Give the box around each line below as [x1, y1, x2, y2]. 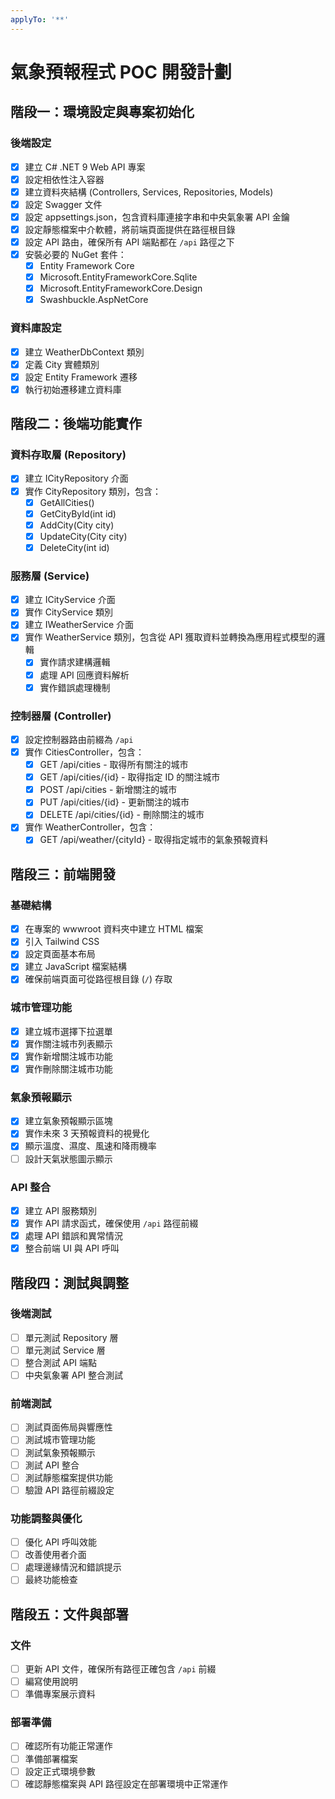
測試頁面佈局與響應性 [24, 1421, 113, 1433]
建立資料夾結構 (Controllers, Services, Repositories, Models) [24, 186, 274, 198]
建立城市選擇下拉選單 [24, 1025, 113, 1037]
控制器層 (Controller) [10, 709, 112, 723]
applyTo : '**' [10, 14, 70, 25]
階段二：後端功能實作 [10, 416, 142, 433]
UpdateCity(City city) [39, 530, 128, 542]
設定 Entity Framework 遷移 [24, 371, 138, 383]
